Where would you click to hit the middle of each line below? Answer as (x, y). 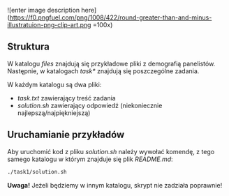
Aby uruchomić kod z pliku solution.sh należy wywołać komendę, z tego (111, 151)
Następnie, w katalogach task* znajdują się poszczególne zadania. (103, 71)
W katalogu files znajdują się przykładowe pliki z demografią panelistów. (111, 63)
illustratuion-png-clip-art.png (49, 25)
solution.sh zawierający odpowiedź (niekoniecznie (90, 105)
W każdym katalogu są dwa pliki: (54, 84)
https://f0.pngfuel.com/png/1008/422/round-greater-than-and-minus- (111, 17)
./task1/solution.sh (37, 172)
